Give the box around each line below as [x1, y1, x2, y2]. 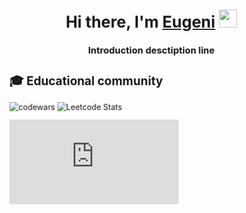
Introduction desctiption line [87, 44, 215, 57]
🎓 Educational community [9, 73, 164, 88]
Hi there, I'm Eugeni [65, 12, 216, 32]
